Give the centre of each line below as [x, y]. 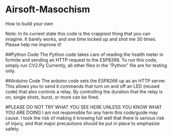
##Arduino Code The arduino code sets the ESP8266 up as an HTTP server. [86, 81]
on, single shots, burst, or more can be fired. [52, 97]
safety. [13, 129]
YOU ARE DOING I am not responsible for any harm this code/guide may [82, 112]
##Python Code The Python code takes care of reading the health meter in [84, 54]
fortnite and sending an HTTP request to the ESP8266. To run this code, [81, 60]
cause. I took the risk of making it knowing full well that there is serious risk [85, 118]
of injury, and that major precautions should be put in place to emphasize [83, 123]
